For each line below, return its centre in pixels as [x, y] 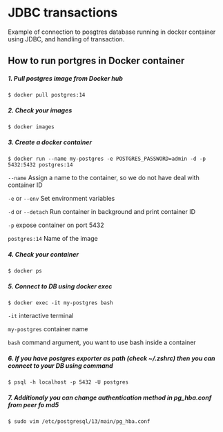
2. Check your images [40, 110]
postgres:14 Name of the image [53, 239]
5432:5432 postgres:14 [40, 165]
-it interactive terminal [41, 316]
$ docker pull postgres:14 [47, 95]
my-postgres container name [48, 329]
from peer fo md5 [33, 404]
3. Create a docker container [50, 142]
